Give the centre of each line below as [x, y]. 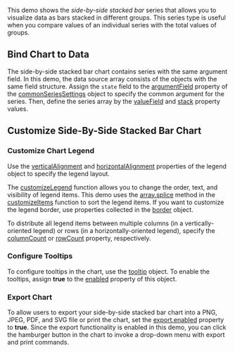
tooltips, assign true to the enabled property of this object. [92, 279]
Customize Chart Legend [51, 151]
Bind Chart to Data [48, 54]
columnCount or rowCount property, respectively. [79, 238]
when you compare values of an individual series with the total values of [112, 25]
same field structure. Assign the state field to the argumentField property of [118, 86]
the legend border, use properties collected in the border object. [100, 209]
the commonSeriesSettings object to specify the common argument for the [116, 93]
